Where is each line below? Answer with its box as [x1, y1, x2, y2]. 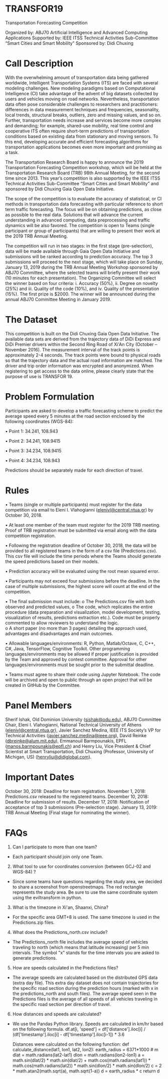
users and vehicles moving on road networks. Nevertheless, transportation [5, 96, 159, 102]
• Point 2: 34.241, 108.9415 [5, 438, 61, 444]
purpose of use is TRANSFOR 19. [5, 373, 74, 379]
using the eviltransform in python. [12, 894, 83, 900]
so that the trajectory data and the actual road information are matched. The [5, 357, 162, 363]
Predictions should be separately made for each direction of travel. [5, 467, 143, 473]
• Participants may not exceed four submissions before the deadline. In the [5, 578, 160, 584]
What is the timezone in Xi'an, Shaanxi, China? [12, 904, 109, 910]
